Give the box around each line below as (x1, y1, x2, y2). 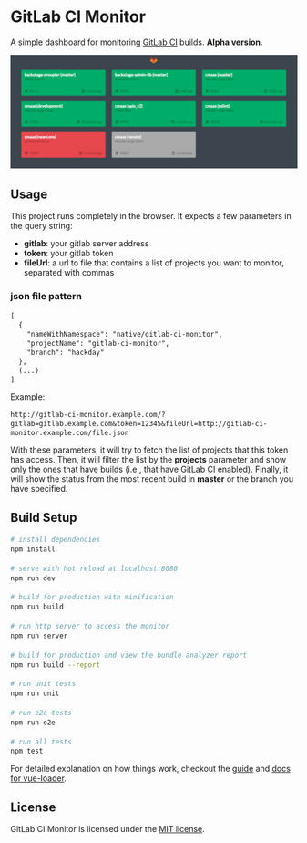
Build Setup (10, 509, 77, 526)
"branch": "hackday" (26, 349, 105, 358)
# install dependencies (10, 536, 101, 545)
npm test (10, 746, 44, 756)
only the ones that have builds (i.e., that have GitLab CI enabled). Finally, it (10, 463, 289, 475)
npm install (10, 545, 56, 554)
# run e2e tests (10, 708, 72, 717)
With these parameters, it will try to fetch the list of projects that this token (10, 444, 289, 455)
